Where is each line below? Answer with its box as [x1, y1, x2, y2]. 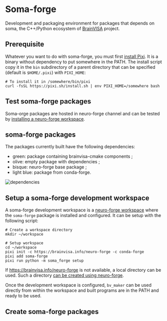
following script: [5, 218, 38, 224]
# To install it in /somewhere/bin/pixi [5, 79, 91, 84]
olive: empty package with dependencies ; [12, 159, 100, 165]
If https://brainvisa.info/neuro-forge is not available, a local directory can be [5, 267, 161, 273]
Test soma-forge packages [5, 97, 91, 106]
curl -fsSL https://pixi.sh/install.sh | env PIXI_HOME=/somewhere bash [5, 83, 160, 88]
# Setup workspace [5, 241, 43, 246]
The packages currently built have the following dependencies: [5, 144, 135, 150]
